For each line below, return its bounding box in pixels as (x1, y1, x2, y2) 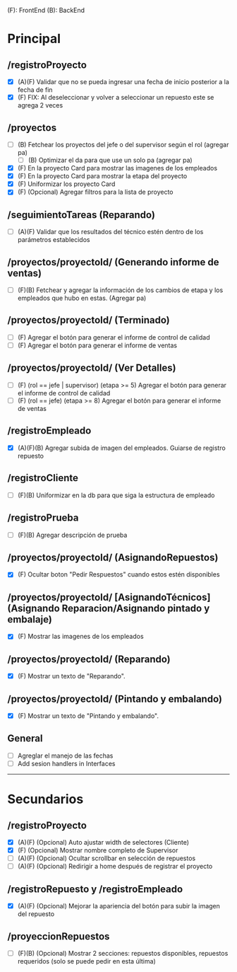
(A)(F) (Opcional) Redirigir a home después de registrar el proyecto (17, 862, 213, 871)
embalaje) (7, 613, 53, 625)
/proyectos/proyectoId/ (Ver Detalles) (7, 362, 176, 374)
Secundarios (7, 792, 84, 807)
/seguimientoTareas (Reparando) (7, 209, 155, 221)
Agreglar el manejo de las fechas (17, 751, 114, 760)
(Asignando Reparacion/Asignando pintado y (7, 602, 210, 614)
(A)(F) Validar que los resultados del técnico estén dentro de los (17, 228, 204, 236)
